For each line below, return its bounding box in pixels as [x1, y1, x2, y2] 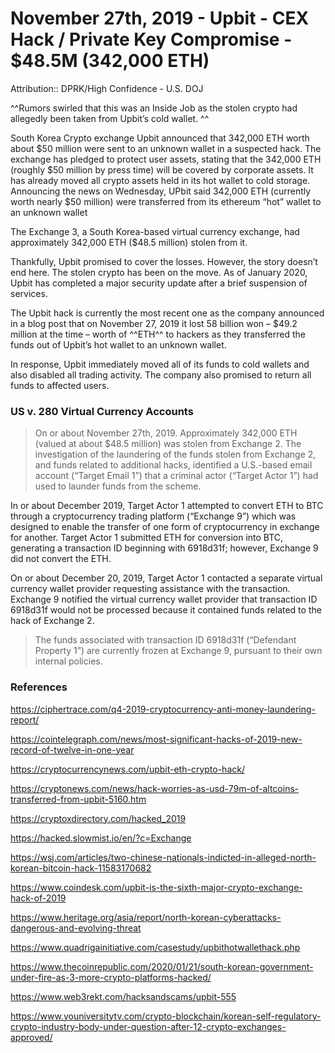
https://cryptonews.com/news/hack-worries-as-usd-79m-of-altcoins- [10, 782, 300, 794]
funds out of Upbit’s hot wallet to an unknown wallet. [10, 338, 227, 351]
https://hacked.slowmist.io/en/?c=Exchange [10, 832, 192, 844]
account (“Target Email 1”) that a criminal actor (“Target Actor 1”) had [34, 470, 319, 482]
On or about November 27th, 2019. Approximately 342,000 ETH [34, 427, 298, 439]
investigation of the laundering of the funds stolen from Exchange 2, [34, 448, 317, 461]
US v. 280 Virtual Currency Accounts [10, 404, 194, 418]
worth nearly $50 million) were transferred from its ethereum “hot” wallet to [10, 195, 322, 207]
